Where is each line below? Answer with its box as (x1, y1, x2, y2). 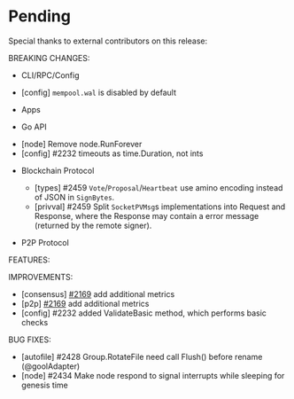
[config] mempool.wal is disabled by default (20, 87, 176, 98)
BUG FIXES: (8, 334, 51, 345)
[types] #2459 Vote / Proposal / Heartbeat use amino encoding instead (34, 182, 283, 192)
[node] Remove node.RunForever (20, 138, 143, 149)
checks (20, 317, 49, 327)
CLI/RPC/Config (20, 69, 81, 81)
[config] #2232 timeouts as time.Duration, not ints (20, 148, 204, 159)
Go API (20, 121, 47, 132)
